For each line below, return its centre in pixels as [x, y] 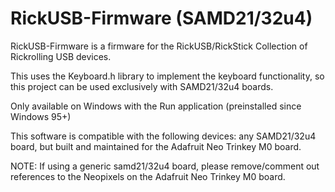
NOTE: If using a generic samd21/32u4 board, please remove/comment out [165, 166]
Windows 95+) [41, 116]
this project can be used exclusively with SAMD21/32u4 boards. [142, 86]
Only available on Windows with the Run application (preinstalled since [156, 106]
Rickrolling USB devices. [61, 56]
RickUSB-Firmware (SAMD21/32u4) [161, 18]
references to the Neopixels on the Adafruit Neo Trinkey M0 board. [148, 176]
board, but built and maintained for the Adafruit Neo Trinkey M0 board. [156, 146]
